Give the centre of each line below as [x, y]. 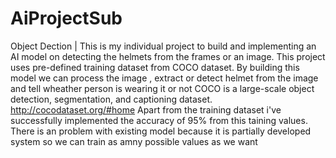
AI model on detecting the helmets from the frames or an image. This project [168, 56]
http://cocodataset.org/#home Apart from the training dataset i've [146, 109]
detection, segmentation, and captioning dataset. [111, 99]
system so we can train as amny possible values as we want [134, 141]
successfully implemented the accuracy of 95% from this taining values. [159, 120]
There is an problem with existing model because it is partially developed [161, 131]
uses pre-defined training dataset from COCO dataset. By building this [155, 67]
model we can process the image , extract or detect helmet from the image [164, 78]
